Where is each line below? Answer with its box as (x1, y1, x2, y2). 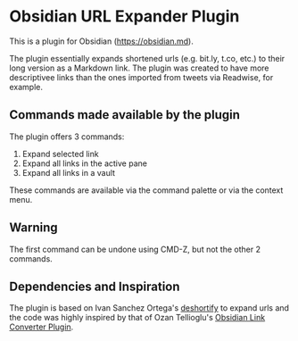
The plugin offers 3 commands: (9, 131, 125, 142)
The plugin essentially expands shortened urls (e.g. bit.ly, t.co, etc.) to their (9, 53, 286, 63)
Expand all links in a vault (21, 167, 116, 178)
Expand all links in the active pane (21, 158, 147, 169)
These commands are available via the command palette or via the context (9, 185, 284, 195)
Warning (9, 220, 58, 236)
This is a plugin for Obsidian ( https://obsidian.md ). (9, 36, 194, 46)
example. (9, 81, 43, 92)
